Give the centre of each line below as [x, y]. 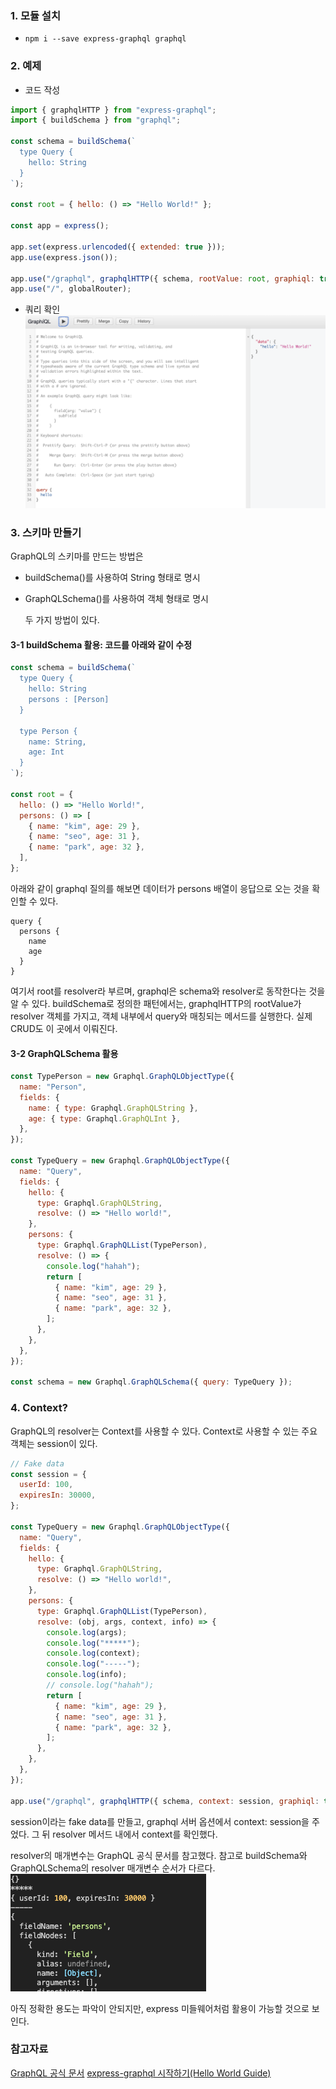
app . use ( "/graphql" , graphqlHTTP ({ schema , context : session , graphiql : [165, 1801]
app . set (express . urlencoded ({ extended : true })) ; [118, 247]
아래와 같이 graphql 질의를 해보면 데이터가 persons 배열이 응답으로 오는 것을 [160, 888]
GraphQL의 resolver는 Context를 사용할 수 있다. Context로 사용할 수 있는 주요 [164, 1431]
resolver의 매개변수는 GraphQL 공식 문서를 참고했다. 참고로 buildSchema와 [159, 1855]
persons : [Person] [69, 700]
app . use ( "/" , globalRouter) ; [71, 289]
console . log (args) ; [87, 1632]
